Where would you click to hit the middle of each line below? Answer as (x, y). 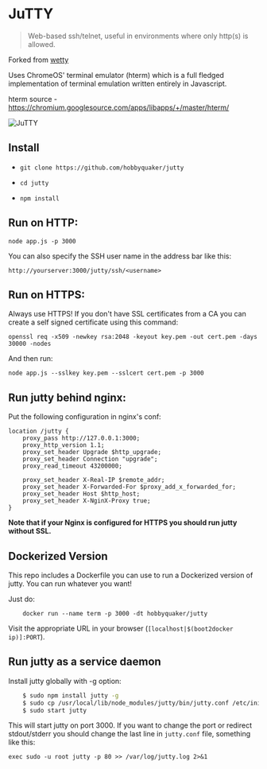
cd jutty (34, 183)
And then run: (31, 359)
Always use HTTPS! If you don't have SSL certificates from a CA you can (127, 314)
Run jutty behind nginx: (68, 397)
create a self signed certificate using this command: (93, 322)
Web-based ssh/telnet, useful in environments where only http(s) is (138, 36)
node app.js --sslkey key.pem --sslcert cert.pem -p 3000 (106, 373)
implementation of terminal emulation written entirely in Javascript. (118, 84)
